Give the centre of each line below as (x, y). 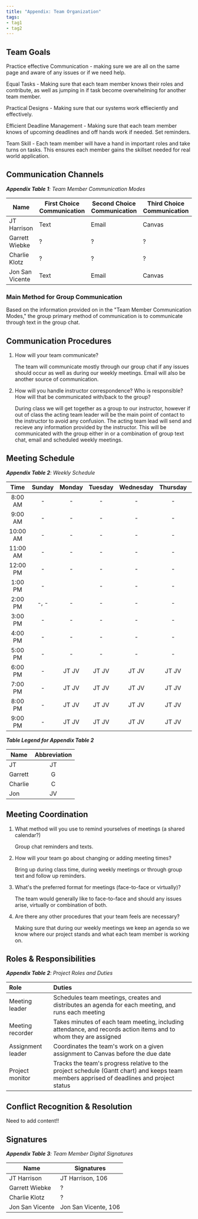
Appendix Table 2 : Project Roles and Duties (60, 973)
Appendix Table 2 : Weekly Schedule (51, 472)
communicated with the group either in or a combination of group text (99, 433)
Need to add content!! (33, 1121)
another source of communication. (57, 379)
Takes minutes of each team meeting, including (119, 1022)
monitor (20, 1078)
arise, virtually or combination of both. (61, 904)
